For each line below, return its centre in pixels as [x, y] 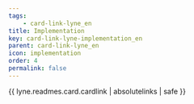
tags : [17, 16]
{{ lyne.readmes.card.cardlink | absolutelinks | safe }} [97, 91]
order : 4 [23, 61]
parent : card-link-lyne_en [54, 46]
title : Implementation [46, 31]
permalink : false [38, 69]
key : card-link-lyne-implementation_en [76, 38]
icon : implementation [45, 53]
